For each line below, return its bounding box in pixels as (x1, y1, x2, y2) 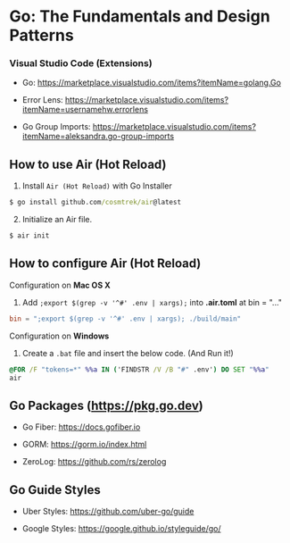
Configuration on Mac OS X (9, 280, 111, 290)
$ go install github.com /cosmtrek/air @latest (9, 198, 181, 207)
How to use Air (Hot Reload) (9, 156, 167, 171)
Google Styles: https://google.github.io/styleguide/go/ (21, 523, 221, 534)
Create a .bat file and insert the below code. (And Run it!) (21, 347, 234, 358)
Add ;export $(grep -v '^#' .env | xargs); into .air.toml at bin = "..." (21, 297, 283, 307)
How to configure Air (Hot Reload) (9, 256, 202, 271)
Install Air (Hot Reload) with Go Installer (21, 180, 172, 191)
